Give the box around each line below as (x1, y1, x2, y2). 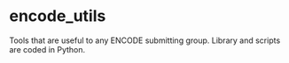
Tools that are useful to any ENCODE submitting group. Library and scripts (9, 35, 281, 45)
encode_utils (9, 6, 106, 26)
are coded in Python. (9, 44, 86, 54)
